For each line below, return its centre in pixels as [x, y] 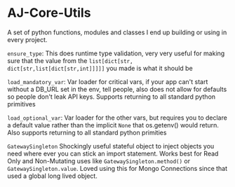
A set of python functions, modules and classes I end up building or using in [117, 32]
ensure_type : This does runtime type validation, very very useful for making [116, 53]
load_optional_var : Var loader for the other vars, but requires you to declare [117, 118]
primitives [22, 104]
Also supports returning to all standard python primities [87, 132]
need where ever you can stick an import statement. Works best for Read [113, 153]
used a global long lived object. [53, 176]
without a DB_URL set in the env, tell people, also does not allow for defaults [117, 89]
